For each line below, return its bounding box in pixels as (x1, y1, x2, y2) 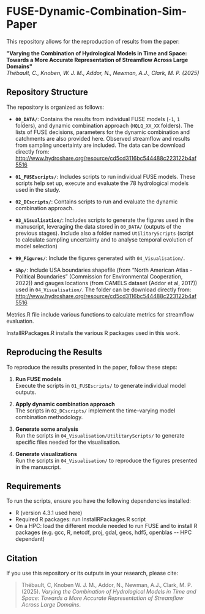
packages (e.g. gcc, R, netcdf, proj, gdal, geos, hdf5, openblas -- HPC (15, 529, 192, 536)
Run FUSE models (15, 375, 62, 382)
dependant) (15, 535, 45, 543)
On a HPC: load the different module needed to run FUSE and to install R (15, 522, 198, 530)
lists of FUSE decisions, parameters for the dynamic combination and (15, 128, 190, 136)
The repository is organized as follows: (6, 103, 105, 111)
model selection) (15, 242, 58, 250)
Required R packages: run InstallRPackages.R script (15, 516, 146, 523)
